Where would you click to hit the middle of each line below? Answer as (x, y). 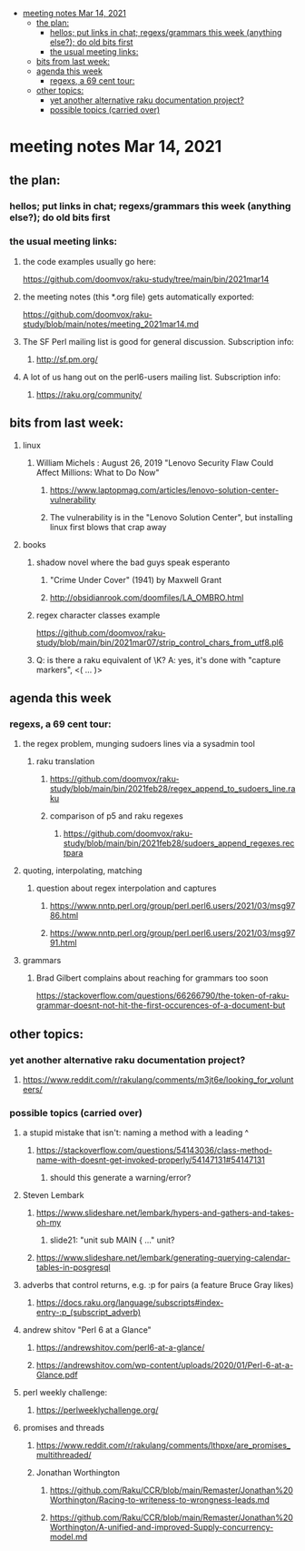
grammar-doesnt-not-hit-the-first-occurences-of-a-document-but (161, 1005)
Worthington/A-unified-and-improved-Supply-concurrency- (162, 1527)
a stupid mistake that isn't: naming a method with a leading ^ (136, 1133)
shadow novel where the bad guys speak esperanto (133, 562)
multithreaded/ (64, 1455)
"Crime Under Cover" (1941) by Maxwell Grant (136, 579)
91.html (63, 943)
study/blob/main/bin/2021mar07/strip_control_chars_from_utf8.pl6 (160, 642)
